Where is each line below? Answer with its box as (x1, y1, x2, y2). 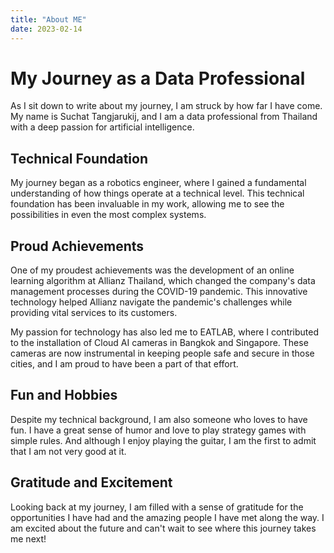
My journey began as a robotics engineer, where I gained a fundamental (10, 177, 307, 189)
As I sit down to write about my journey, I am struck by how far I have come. (10, 100, 323, 112)
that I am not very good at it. (10, 445, 127, 457)
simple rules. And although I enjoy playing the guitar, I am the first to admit (10, 434, 317, 446)
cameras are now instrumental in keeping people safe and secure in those (10, 347, 315, 360)
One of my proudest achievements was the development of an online (10, 264, 295, 276)
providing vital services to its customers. (10, 307, 178, 319)
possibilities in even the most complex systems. (10, 209, 207, 221)
